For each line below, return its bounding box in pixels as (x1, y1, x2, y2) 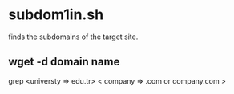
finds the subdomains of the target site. (8, 32, 139, 41)
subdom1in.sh (8, 6, 104, 24)
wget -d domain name (8, 55, 120, 69)
